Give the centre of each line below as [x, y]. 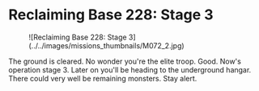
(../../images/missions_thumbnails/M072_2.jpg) [106, 45]
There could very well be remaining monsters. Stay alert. [103, 78]
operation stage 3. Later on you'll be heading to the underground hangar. [130, 69]
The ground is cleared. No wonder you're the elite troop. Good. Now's [125, 61]
